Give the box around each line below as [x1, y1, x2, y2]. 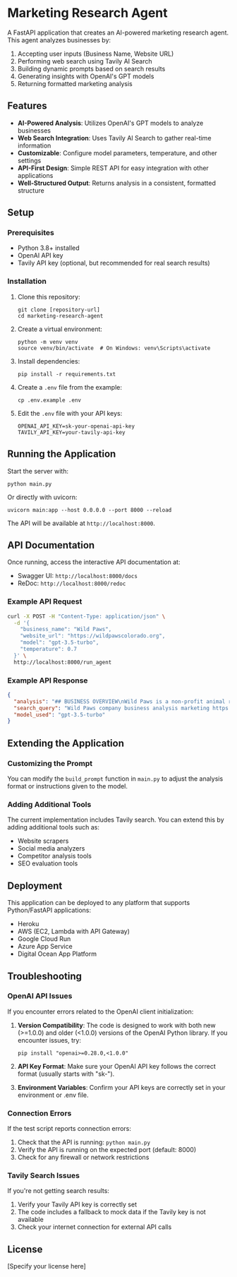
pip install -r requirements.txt [17, 371, 116, 378]
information [17, 141, 51, 150]
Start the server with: [7, 467, 69, 475]
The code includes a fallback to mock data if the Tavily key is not [17, 1208, 206, 1216]
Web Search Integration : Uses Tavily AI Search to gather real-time [17, 133, 212, 142]
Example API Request [7, 596, 83, 606]
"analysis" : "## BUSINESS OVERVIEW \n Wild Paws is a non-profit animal [13, 697, 226, 705]
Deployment [7, 880, 63, 892]
